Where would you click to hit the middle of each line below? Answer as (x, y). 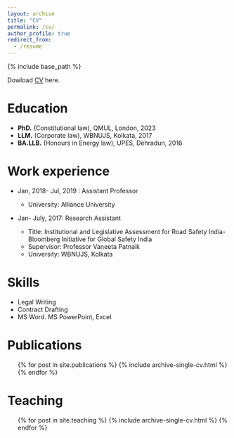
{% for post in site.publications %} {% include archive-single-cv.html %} (122, 365)
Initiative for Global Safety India (107, 239)
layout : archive (31, 14)
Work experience (59, 171)
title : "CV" (25, 20)
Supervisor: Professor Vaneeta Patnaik (84, 246)
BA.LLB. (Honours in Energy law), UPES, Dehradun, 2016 (100, 143)
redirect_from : (30, 40)
